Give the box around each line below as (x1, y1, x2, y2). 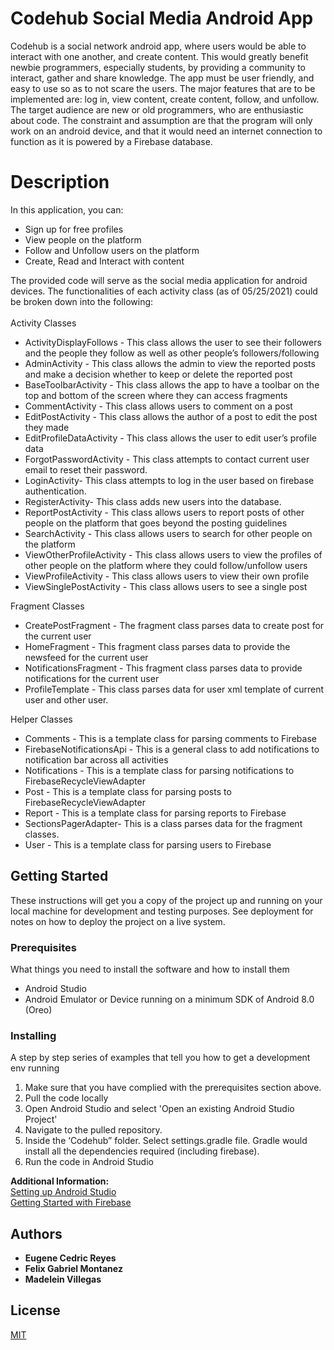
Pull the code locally (24, 1092, 109, 1104)
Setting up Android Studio (10, 1186, 117, 1198)
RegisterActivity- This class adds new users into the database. (24, 495, 282, 507)
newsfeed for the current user (24, 651, 149, 663)
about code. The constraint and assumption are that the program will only (10, 114, 313, 126)
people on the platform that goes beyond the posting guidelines (24, 517, 288, 529)
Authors (10, 1225, 63, 1242)
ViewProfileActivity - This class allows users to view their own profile (24, 570, 310, 582)
